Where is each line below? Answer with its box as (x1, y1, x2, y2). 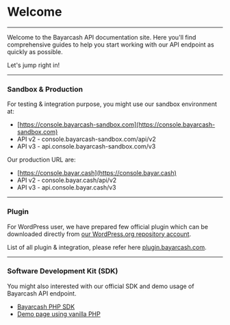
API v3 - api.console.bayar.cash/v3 (16, 183, 116, 192)
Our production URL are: (7, 155, 76, 164)
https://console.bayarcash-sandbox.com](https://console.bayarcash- (19, 120, 216, 129)
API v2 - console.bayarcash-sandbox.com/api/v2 (16, 135, 156, 144)
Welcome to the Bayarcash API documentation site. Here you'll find (7, 33, 196, 41)
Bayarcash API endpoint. (7, 289, 77, 298)
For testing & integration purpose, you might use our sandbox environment (7, 100, 218, 108)
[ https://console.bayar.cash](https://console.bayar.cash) (16, 169, 177, 177)
